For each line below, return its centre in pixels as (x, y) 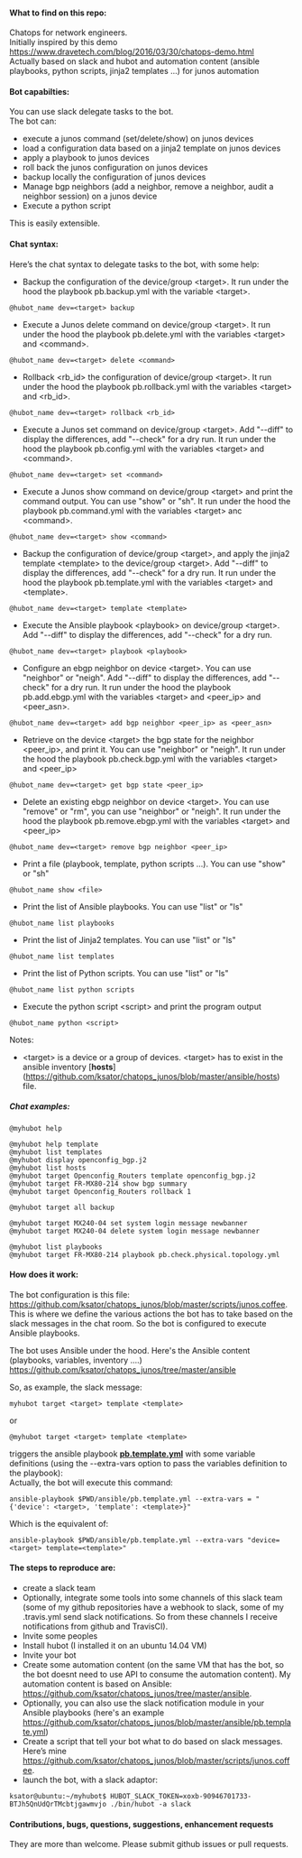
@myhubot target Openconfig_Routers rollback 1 (101, 1191)
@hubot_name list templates (62, 957)
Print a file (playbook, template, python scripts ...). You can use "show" (154, 864)
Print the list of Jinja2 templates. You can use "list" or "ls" (129, 939)
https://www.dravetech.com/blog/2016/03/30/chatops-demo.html (132, 52)
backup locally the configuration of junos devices (114, 177)
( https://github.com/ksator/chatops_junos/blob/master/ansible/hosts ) (151, 1076)
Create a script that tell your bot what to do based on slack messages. (152, 1741)
